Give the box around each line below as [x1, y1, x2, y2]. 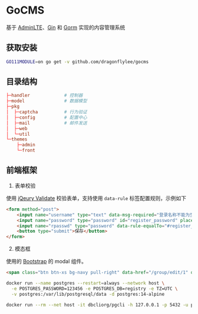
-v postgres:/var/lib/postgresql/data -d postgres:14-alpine [11, 291, 165, 297]
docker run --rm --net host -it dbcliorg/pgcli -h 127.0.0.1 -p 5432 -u [6, 302, 189, 308]
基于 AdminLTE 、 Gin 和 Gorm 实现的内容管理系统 [6, 24, 126, 31]
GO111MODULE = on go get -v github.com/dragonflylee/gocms [6, 58, 149, 65]
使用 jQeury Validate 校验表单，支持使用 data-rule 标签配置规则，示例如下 [6, 194, 187, 201]
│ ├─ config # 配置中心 [6, 115, 87, 120]
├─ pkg [6, 104, 19, 110]
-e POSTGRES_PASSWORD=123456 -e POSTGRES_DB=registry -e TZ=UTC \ [11, 286, 178, 292]
